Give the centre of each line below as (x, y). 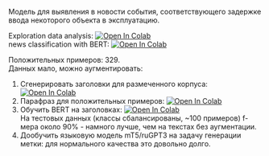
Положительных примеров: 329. (64, 60)
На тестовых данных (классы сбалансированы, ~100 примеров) (130, 118)
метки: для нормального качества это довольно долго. (115, 144)
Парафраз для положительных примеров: (92, 101)
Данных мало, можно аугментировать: (76, 68)
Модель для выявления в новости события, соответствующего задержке (135, 12)
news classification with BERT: (59, 44)
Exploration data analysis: (51, 36)
